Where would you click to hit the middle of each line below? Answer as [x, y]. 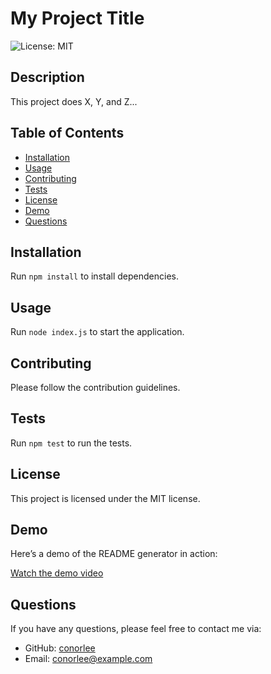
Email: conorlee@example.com [88, 659]
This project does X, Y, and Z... [74, 101]
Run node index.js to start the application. [97, 332]
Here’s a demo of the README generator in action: [114, 554]
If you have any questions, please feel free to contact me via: [136, 629]
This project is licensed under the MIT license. [105, 498]
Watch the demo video [57, 573]
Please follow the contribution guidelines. [95, 387]
